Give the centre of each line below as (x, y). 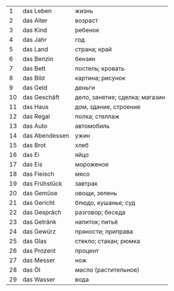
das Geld (35, 88)
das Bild (34, 78)
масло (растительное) (107, 270)
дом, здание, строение (108, 107)
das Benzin (38, 59)
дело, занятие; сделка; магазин (120, 97)
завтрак (86, 184)
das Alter (35, 20)
